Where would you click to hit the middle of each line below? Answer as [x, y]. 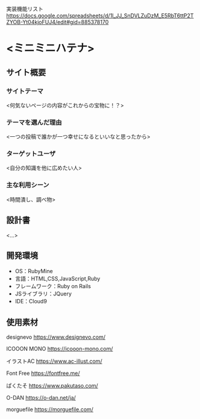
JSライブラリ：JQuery [43, 294]
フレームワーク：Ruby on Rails [53, 286]
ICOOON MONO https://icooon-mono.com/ [60, 349]
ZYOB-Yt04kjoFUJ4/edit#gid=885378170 [58, 22]
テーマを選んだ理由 [34, 122]
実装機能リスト [25, 9]
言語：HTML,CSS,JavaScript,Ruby [58, 279]
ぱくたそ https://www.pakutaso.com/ [52, 386]
